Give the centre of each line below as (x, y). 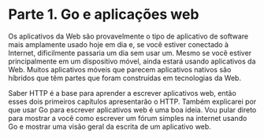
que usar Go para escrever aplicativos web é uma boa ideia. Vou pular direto (132, 110)
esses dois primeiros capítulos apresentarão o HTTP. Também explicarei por (132, 101)
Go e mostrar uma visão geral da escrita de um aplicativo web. (110, 126)
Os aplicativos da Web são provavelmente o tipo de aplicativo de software (128, 36)
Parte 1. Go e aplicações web (104, 15)
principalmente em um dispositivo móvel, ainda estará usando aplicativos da (132, 61)
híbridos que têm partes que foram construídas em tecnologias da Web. (125, 78)
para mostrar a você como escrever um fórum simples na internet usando (128, 118)
